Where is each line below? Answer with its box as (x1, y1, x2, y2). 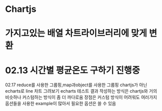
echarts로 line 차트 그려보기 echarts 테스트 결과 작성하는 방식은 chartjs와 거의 (5, 88, 158, 94)
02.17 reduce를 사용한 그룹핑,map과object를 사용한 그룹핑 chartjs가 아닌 (5, 82, 148, 88)
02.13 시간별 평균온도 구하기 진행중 (5, 64, 140, 76)
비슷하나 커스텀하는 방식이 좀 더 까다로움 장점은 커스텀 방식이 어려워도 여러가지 (5, 94, 158, 100)
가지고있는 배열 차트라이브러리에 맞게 (5, 28, 147, 39)
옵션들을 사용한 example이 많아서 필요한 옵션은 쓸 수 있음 (5, 101, 116, 107)
